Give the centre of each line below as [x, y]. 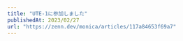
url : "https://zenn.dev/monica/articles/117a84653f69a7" [92, 26]
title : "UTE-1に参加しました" [47, 14]
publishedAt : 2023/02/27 [43, 20]
